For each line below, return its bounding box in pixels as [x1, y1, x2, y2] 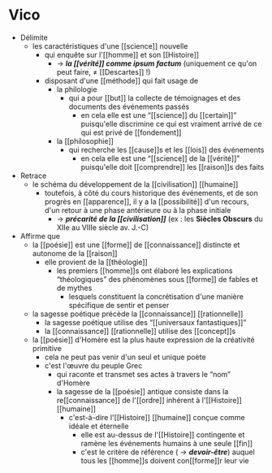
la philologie [56, 84, 97, 94]
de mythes [56, 283, 93, 293]
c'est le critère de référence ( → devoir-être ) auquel [80, 447, 256, 457]
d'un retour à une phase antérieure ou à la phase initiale [44, 205, 231, 215]
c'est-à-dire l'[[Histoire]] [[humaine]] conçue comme [68, 412, 245, 422]
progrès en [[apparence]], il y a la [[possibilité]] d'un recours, [44, 197, 249, 206]
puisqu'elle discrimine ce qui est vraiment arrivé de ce [80, 119, 262, 128]
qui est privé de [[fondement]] [80, 128, 182, 137]
